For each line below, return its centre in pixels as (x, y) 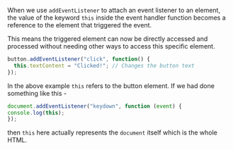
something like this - (37, 93)
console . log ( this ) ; (36, 113)
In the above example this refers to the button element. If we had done (111, 86)
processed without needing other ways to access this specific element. (111, 46)
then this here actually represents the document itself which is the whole (112, 132)
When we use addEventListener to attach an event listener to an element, (114, 10)
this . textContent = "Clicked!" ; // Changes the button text (104, 65)
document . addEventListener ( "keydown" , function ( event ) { (95, 106)
